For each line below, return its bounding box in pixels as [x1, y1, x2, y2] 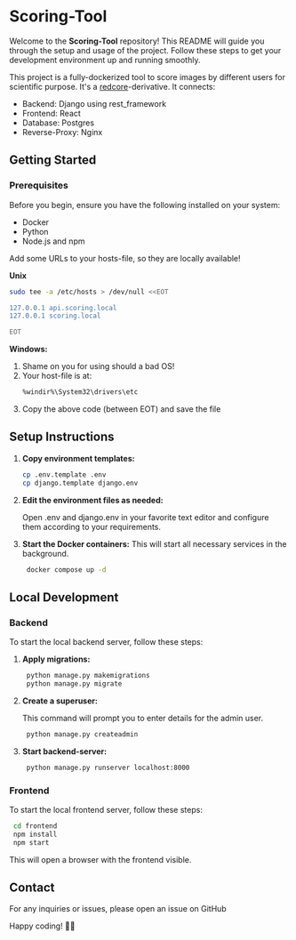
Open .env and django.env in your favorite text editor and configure [21, 511, 269, 522]
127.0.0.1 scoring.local [9, 311, 101, 321]
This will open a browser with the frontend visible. [9, 854, 192, 864]
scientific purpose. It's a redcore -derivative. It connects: [9, 81, 216, 92]
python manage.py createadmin [26, 729, 139, 739]
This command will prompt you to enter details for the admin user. [21, 712, 264, 723]
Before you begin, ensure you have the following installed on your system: [9, 199, 281, 210]
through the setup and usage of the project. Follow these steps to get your [9, 44, 282, 55]
